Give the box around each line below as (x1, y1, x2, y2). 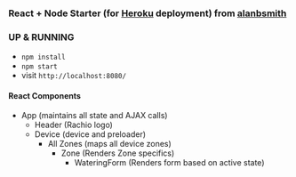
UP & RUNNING (8, 30, 75, 43)
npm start (20, 62, 59, 71)
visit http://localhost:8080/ (20, 70, 126, 81)
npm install (20, 52, 66, 62)
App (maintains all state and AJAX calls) (20, 110, 168, 121)
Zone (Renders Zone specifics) (60, 148, 175, 158)
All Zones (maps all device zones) (47, 139, 172, 149)
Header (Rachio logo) (34, 119, 113, 131)
